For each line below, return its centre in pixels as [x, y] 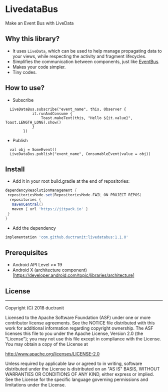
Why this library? [32, 39]
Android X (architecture [36, 270]
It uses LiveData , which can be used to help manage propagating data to [87, 51]
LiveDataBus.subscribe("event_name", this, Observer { [68, 109]
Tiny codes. [24, 72]
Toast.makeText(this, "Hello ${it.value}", [87, 118]
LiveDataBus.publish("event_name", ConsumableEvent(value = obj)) [80, 154]
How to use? [25, 88]
